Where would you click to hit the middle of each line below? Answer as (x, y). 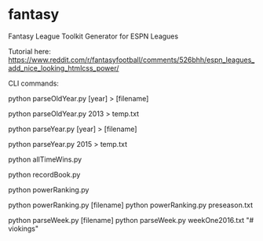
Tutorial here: (29, 51)
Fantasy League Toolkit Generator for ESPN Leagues (93, 36)
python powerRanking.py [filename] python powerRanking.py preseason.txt (131, 205)
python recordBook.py (44, 174)
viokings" (24, 228)
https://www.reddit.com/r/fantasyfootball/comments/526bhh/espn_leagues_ (131, 60)
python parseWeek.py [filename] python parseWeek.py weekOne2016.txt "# (131, 220)
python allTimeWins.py (45, 159)
